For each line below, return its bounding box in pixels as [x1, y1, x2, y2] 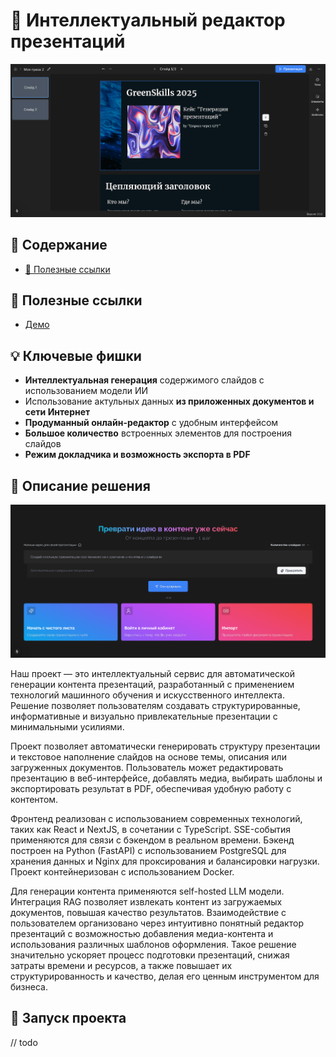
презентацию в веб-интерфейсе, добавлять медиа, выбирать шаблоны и [10, 772, 323, 784]
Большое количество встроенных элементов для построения [24, 427, 293, 439]
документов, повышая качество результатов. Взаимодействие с [10, 906, 287, 918]
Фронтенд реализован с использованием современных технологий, [10, 812, 303, 824]
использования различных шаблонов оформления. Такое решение [10, 938, 297, 950]
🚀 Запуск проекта [10, 1010, 127, 1027]
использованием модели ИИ [24, 385, 149, 397]
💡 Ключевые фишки [10, 347, 142, 364]
